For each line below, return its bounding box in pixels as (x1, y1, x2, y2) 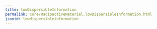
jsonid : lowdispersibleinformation (5, 16, 79, 21)
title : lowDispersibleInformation (5, 7, 77, 12)
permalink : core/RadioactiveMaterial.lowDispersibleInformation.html (5, 12, 153, 17)
